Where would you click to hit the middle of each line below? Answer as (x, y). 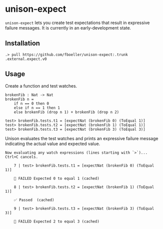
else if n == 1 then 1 (37, 108)
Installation (23, 43)
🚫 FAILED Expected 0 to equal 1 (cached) (57, 178)
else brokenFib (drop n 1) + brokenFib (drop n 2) (67, 112)
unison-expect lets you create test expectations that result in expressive (78, 23)
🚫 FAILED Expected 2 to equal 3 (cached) (57, 221)
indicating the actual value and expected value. (53, 143)
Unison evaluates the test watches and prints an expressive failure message (82, 138)
